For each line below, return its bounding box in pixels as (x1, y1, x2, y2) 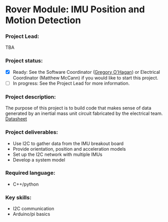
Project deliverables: (5, 129, 58, 136)
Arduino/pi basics (12, 211, 50, 217)
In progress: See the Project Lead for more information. (12, 80, 130, 86)
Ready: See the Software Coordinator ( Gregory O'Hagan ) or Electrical (12, 69, 160, 75)
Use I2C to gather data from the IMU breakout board (12, 140, 124, 147)
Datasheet (5, 116, 27, 122)
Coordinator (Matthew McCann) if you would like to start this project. (12, 74, 158, 80)
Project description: (5, 93, 56, 100)
